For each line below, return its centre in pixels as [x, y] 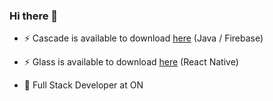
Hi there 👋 [34, 16]
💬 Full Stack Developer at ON [83, 85]
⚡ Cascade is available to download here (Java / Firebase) [143, 38]
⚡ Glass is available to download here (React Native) [131, 62]
